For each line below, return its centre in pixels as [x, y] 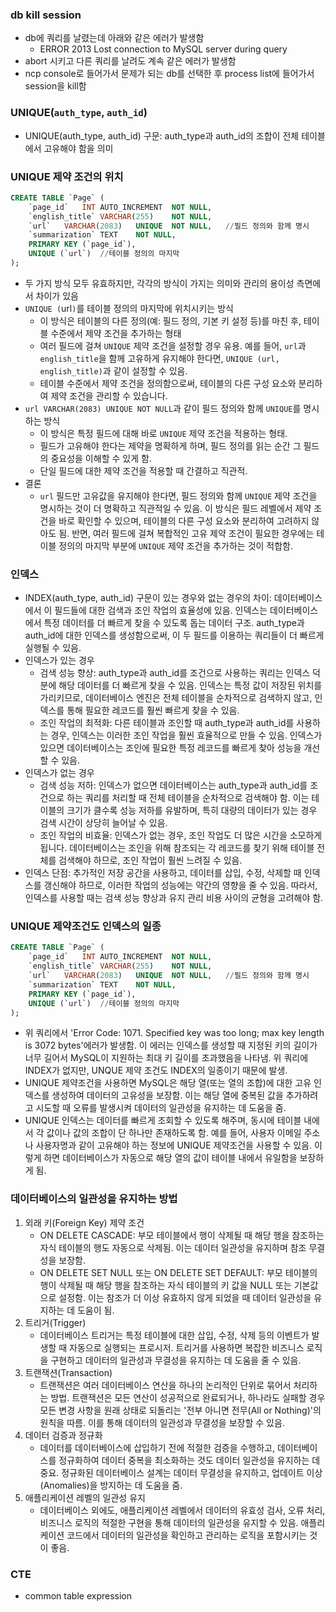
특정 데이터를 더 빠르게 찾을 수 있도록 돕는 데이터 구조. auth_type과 [174, 623]
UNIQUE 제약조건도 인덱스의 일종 [86, 926]
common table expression [78, 1596]
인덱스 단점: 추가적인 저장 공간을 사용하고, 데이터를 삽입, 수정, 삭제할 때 [163, 873]
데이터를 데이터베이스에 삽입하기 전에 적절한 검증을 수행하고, [157, 1447]
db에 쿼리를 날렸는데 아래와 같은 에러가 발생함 [114, 38]
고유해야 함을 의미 [78, 148]
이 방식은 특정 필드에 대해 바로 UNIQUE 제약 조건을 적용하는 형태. [163, 433]
